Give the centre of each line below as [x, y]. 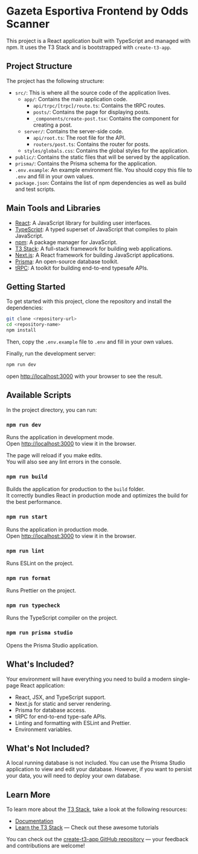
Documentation [34, 821]
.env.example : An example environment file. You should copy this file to [103, 170]
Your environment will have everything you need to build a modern [89, 679]
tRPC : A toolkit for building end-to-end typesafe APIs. [82, 268]
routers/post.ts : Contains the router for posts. [91, 144]
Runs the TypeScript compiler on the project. [62, 618]
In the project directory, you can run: [52, 409]
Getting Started [36, 287]
